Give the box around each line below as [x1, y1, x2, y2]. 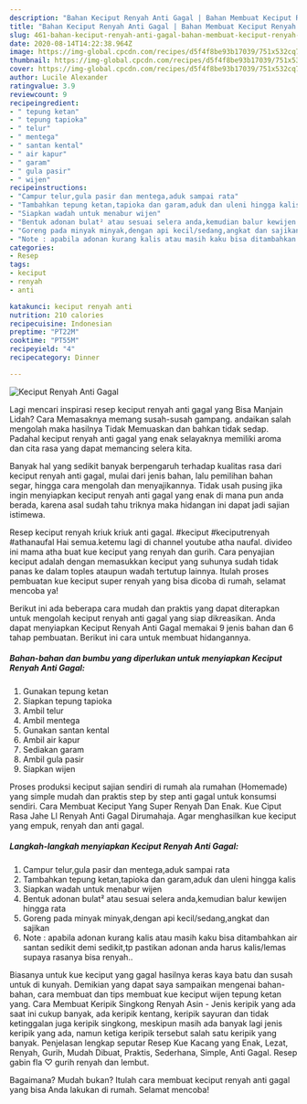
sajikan [22, 922, 50, 933]
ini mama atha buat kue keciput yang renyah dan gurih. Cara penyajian [9, 546, 275, 557]
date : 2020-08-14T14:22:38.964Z [9, 38, 132, 48]
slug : [9, 30, 30, 39]
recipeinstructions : [9, 184, 89, 193]
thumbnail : [9, 56, 51, 65]
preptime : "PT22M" [9, 327, 79, 337]
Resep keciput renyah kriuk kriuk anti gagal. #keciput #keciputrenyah [9, 527, 270, 538]
